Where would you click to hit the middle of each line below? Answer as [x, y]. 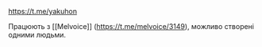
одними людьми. [37, 35]
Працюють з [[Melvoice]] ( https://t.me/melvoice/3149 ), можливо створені [131, 26]
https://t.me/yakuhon [43, 11]
